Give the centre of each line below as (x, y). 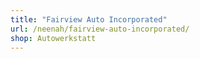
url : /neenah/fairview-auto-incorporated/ (100, 29)
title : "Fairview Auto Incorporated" (89, 19)
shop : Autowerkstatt (53, 38)
